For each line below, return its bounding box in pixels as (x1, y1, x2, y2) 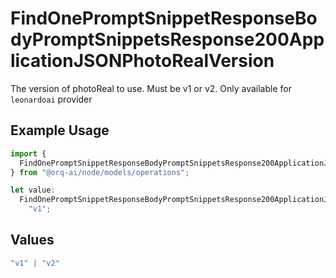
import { (10, 148, 47, 159)
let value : (10, 185, 56, 196)
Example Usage (10, 122, 110, 139)
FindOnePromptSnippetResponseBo (10, 7, 318, 30)
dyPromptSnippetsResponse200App (10, 28, 325, 51)
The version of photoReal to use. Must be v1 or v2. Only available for (10, 82, 292, 94)
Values (10, 232, 55, 249)
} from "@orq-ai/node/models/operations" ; (10, 167, 190, 177)
